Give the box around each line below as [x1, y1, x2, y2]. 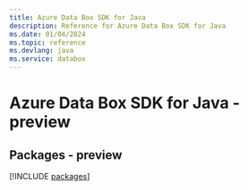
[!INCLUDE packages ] [9, 171, 90, 181]
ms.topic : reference [9, 37, 87, 47]
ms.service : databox [9, 54, 87, 63]
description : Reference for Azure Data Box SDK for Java [9, 21, 227, 30]
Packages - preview [9, 147, 123, 162]
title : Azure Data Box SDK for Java [9, 12, 146, 22]
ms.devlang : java [9, 46, 74, 55]
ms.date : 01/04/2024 [9, 29, 87, 38]
